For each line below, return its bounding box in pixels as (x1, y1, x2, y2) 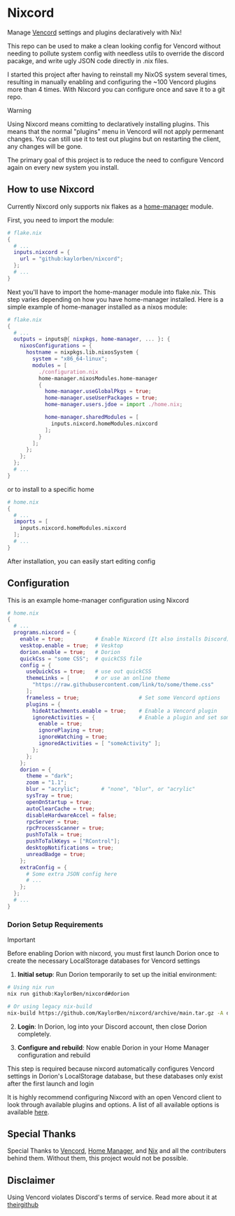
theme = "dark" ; (25, 773, 73, 780)
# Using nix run (7, 984, 55, 991)
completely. (17, 1029, 51, 1038)
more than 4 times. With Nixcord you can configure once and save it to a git (7, 85, 225, 93)
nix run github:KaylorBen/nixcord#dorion (7, 990, 130, 997)
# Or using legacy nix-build (7, 1003, 92, 1010)
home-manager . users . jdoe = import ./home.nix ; (44, 401, 183, 408)
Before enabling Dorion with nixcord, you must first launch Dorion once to (7, 949, 220, 958)
